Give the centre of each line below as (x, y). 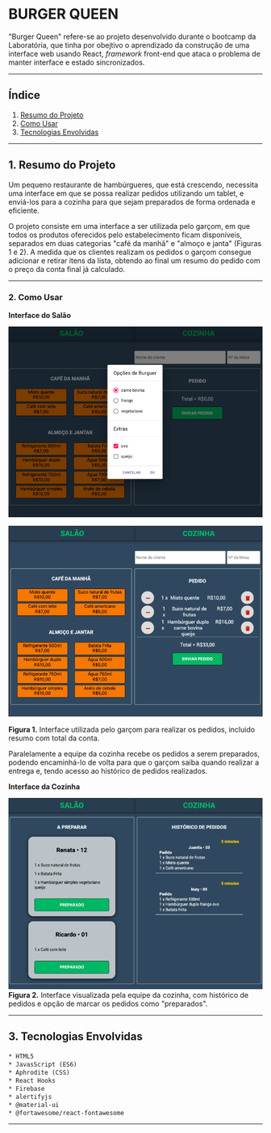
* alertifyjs (30, 1097)
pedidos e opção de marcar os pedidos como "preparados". (108, 1004)
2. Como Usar (35, 298)
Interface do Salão (40, 315)
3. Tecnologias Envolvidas (76, 1037)
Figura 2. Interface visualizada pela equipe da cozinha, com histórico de (128, 995)
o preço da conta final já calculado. (67, 269)
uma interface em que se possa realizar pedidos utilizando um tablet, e (126, 193)
